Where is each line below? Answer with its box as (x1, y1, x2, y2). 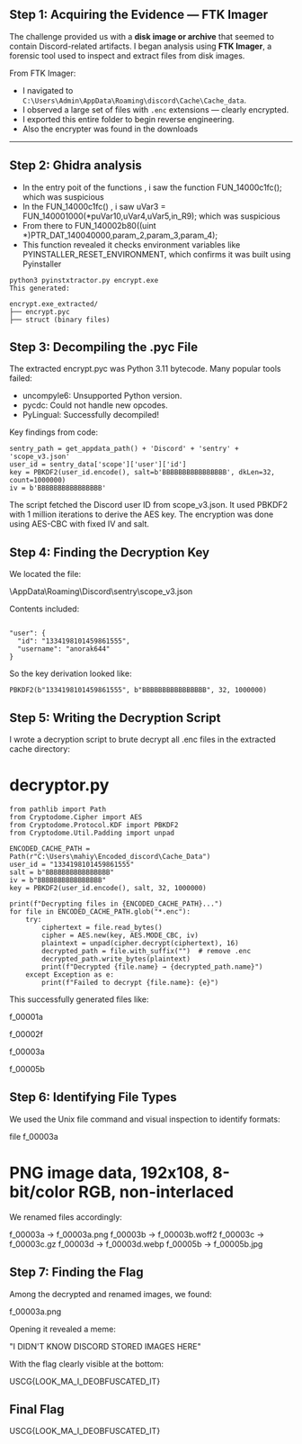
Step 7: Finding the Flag (9, 1265, 144, 1280)
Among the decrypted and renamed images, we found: (9, 1288, 213, 1299)
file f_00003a (9, 1131, 58, 1142)
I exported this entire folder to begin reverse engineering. (22, 113, 235, 124)
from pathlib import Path (9, 805, 106, 814)
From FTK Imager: (9, 68, 76, 78)
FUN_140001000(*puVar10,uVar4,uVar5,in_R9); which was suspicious (22, 211, 280, 221)
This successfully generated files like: (9, 994, 149, 1005)
